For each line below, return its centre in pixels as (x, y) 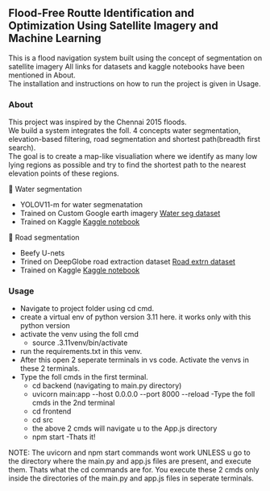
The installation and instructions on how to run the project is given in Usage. (135, 83)
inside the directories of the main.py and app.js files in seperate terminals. (131, 478)
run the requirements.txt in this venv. (81, 352)
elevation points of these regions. (64, 173)
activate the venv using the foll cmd (79, 335)
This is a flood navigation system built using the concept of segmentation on (135, 58)
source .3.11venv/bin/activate (80, 343)
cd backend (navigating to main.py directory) (107, 385)
